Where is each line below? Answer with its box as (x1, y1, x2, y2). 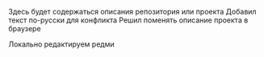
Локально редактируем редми (8, 39, 115, 49)
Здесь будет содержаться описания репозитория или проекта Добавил (8, 7, 257, 16)
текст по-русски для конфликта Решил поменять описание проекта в (8, 15, 249, 25)
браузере (8, 24, 42, 33)
